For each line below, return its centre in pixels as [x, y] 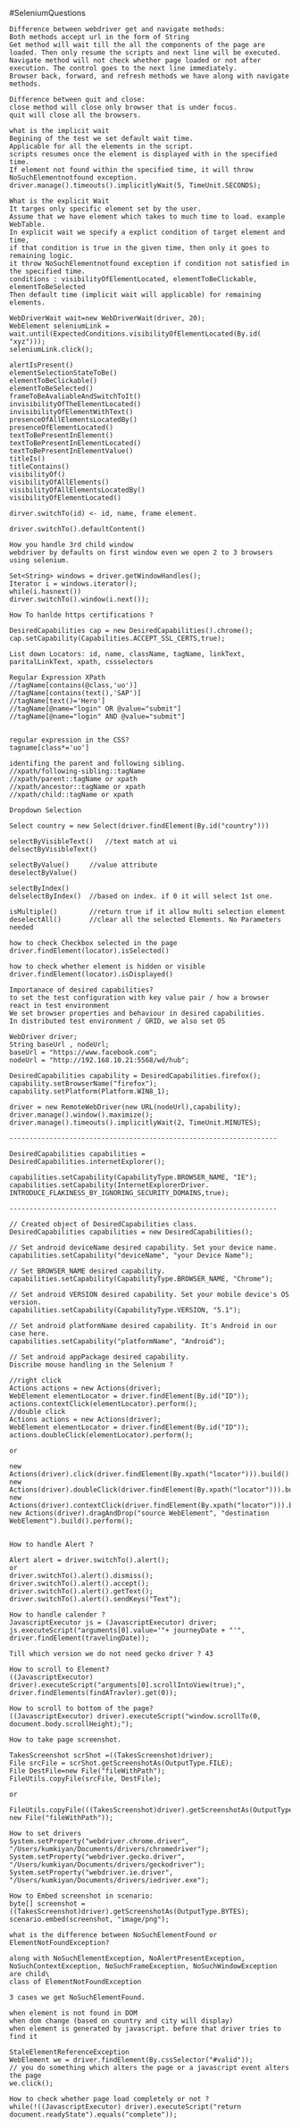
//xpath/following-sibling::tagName [77, 771]
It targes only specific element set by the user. [105, 209]
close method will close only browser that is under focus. [124, 107]
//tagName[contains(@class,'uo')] [74, 686]
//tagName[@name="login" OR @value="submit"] [95, 709]
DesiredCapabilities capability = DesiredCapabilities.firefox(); [135, 1076]
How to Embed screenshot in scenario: [81, 1896]
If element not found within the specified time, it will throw [131, 170]
